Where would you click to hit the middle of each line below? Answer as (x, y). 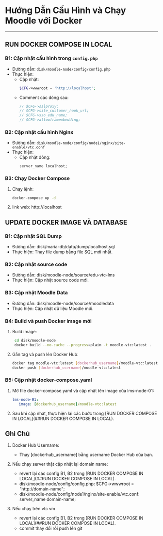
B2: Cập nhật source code (36, 264)
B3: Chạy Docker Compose (38, 179)
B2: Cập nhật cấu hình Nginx (39, 132)
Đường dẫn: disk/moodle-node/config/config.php (61, 69)
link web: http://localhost (37, 207)
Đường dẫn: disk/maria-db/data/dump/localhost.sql (63, 247)
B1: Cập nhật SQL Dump (33, 236)
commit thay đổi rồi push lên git (51, 528)
